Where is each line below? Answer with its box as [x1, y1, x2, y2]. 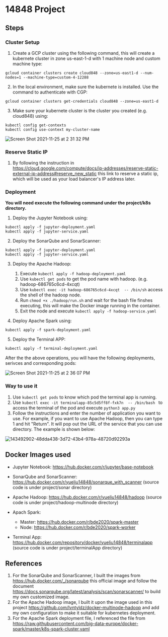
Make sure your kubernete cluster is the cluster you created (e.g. [12, 107, 147, 114]
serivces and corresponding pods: [5, 360, 76, 366]
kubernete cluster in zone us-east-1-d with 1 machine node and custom [12, 55, 160, 61]
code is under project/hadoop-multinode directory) [12, 499, 119, 505]
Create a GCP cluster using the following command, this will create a [12, 50, 155, 56]
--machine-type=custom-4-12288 [23, 74, 89, 80]
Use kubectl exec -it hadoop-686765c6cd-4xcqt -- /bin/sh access [20, 287, 163, 293]
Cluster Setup [5, 39, 40, 46]
